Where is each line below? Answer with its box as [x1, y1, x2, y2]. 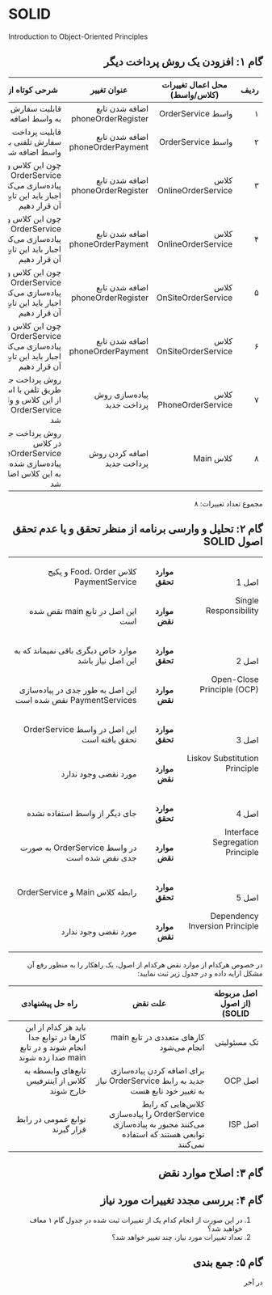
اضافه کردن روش [88, 447, 149, 459]
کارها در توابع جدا [27, 1031, 86, 1043]
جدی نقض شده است [65, 852, 137, 863]
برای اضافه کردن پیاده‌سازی [110, 1064, 205, 1076]
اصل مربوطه [213, 988, 258, 999]
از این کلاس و [15, 394, 62, 405]
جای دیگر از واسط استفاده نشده [27, 807, 137, 819]
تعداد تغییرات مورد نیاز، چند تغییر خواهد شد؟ [111, 1232, 243, 1242]
